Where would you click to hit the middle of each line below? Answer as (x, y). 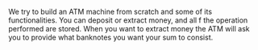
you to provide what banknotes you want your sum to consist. (111, 37)
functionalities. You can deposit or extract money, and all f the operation (128, 20)
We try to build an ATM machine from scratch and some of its (110, 12)
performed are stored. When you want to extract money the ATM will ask (129, 29)
